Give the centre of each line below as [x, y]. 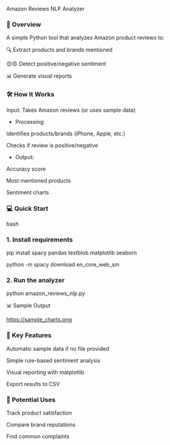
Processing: [30, 121]
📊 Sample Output [29, 305]
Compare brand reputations [41, 425]
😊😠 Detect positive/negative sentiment [56, 64]
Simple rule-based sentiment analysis [53, 360]
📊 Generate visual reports [39, 76]
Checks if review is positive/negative [52, 145]
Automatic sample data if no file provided [58, 348]
